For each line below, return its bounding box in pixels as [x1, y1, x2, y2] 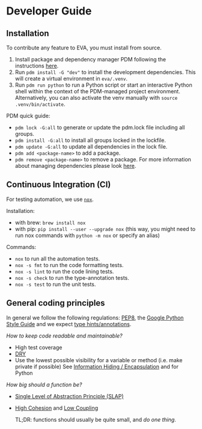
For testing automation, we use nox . [6, 196, 94, 203]
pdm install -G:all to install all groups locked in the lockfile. [14, 137, 167, 144]
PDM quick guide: [6, 113, 50, 119]
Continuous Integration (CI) [6, 179, 111, 190]
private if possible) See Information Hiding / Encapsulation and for [14, 363, 179, 370]
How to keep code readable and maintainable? [6, 332, 123, 339]
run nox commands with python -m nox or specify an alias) [14, 232, 161, 239]
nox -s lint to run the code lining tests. [14, 268, 114, 275]
